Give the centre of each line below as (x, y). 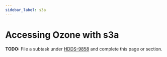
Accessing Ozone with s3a (62, 35)
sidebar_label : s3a (26, 10)
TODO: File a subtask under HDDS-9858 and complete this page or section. (84, 49)
